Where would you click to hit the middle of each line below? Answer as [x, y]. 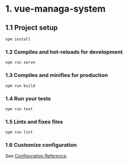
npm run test [19, 109]
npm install [18, 39]
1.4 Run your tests [28, 99]
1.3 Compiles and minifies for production [57, 75]
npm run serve [20, 62]
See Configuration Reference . [36, 156]
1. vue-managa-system [56, 9]
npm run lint [19, 133]
